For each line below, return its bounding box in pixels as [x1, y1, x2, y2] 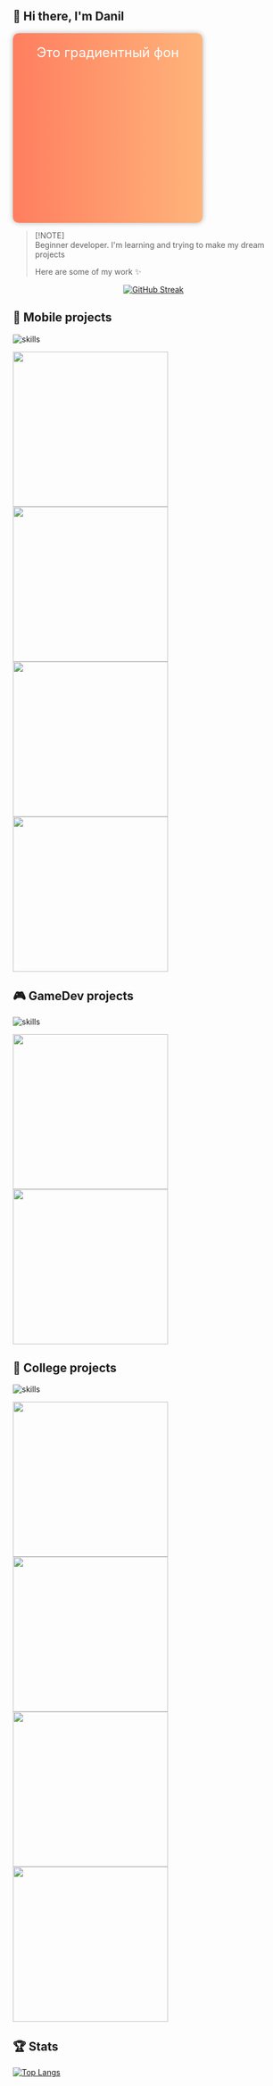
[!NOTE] [34, 229, 65, 241]
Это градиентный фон [36, 44, 179, 61]
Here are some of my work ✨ [34, 266, 142, 277]
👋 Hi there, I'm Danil [12, 9, 125, 24]
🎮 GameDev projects [12, 989, 135, 1004]
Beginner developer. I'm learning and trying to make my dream [34, 239, 265, 250]
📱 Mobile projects [12, 310, 112, 326]
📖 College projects [12, 1360, 117, 1375]
